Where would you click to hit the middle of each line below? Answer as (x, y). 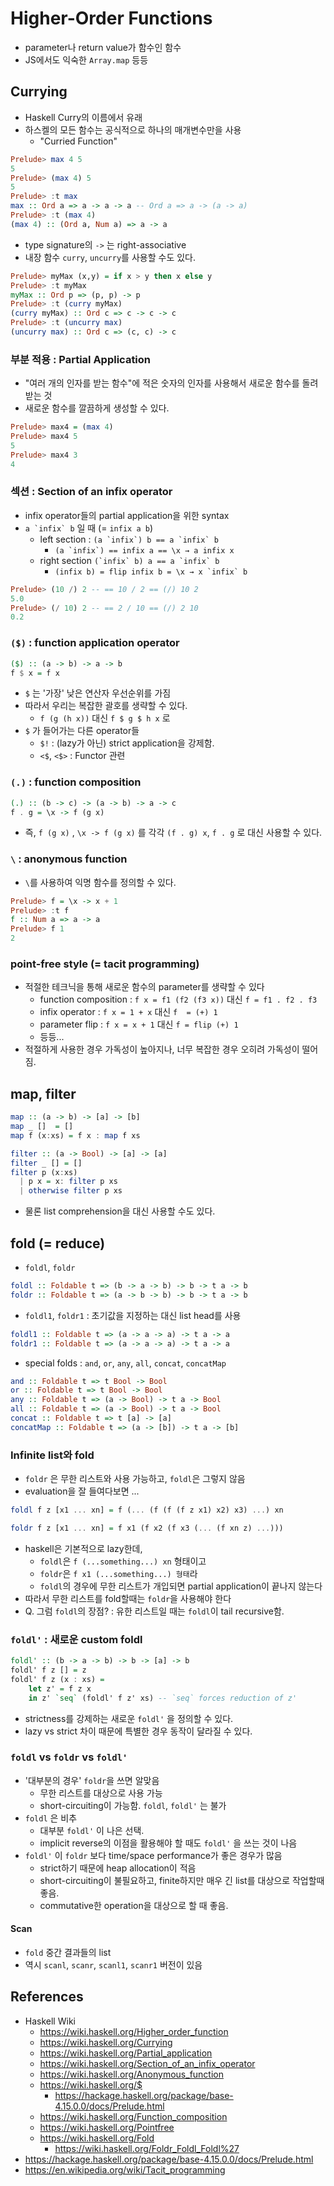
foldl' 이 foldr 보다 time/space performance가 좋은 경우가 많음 (153, 1855)
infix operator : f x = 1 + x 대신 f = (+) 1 (128, 1012)
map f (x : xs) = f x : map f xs (75, 1135)
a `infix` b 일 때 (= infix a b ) (88, 528)
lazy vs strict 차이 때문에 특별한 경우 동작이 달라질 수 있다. (138, 1731)
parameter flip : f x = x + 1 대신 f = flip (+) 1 (139, 1024)
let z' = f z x (60, 1688)
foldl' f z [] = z (48, 1670)
